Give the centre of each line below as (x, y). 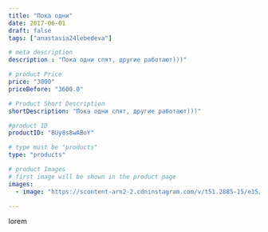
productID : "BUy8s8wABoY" (51, 133)
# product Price (35, 74)
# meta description (41, 53)
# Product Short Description (57, 104)
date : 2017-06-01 (37, 23)
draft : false (30, 30)
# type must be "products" (53, 148)
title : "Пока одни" (41, 16)
